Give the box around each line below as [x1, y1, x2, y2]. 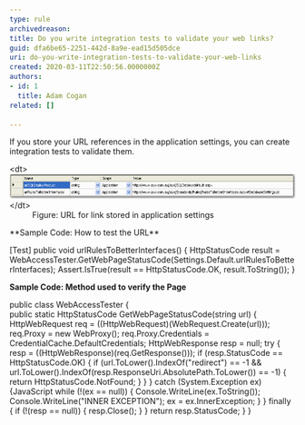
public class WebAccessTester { [9, 299, 130, 310]
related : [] [9, 101, 54, 110]
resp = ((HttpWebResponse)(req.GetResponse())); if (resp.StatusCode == [9, 347, 283, 358]
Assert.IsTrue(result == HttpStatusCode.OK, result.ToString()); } [57, 263, 296, 274]
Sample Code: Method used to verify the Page [9, 282, 187, 292]
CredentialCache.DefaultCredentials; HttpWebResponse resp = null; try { [9, 337, 281, 349]
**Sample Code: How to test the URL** [9, 227, 160, 238]
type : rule [9, 15, 51, 24]
